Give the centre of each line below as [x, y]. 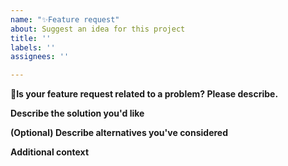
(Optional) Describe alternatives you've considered [119, 133]
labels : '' [33, 47]
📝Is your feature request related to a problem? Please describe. [144, 94]
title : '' [31, 38]
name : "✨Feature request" [65, 19]
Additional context [50, 152]
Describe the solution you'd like [77, 113]
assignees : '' [40, 57]
